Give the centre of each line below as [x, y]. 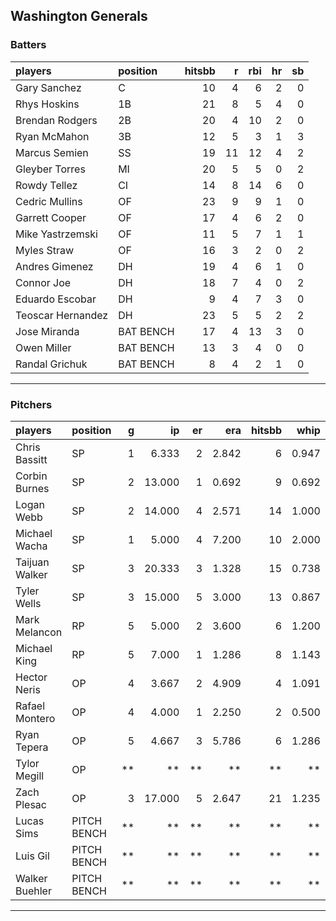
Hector [31, 677]
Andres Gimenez [54, 266]
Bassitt [31, 459]
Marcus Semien [52, 152]
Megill [30, 776]
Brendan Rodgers [56, 120]
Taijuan [32, 562]
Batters [28, 45]
